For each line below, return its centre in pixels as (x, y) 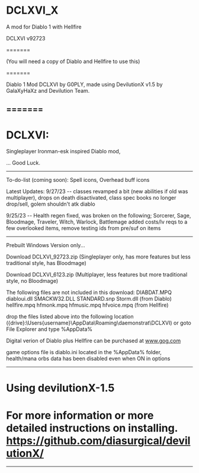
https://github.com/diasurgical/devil (98, 441)
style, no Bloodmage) (32, 281)
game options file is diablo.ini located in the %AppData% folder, (84, 352)
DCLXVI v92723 (26, 38)
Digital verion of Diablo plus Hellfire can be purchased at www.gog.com (94, 341)
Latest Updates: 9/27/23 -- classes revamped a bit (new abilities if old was (97, 191)
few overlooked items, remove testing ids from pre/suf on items (84, 228)
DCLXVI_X (32, 10)
